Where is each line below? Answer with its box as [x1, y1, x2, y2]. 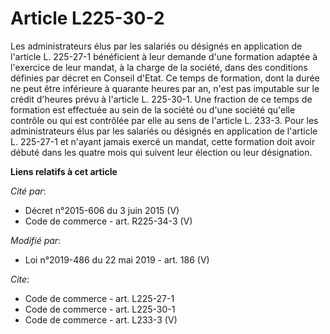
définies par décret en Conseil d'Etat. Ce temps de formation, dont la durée [10, 72, 320, 84]
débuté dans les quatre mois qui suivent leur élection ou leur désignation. [10, 146, 313, 158]
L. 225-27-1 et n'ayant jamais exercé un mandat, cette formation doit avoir [10, 135, 316, 147]
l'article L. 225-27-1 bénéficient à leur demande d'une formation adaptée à [10, 50, 318, 62]
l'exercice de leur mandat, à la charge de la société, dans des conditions [10, 61, 308, 73]
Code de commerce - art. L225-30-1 [24, 303, 176, 315]
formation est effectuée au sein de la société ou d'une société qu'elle [10, 103, 296, 116]
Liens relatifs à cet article [10, 165, 118, 177]
